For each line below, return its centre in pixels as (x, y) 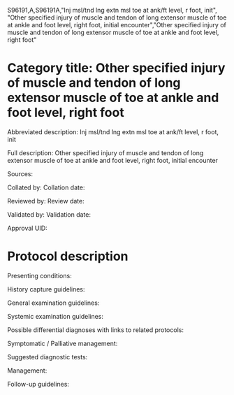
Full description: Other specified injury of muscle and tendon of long (105, 152)
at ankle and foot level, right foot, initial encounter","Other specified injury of (117, 25)
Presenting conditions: (39, 275)
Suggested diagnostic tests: (47, 357)
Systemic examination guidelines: (55, 316)
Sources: (20, 173)
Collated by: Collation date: (46, 187)
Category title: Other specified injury (116, 68)
